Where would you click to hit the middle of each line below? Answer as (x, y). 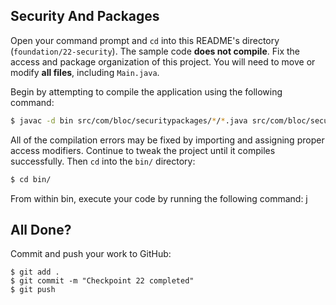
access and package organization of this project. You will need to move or (163, 61)
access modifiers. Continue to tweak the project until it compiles (143, 150)
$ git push (33, 290)
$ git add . (35, 272)
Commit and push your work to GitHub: (91, 254)
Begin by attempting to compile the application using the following (146, 91)
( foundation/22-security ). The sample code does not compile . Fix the (155, 51)
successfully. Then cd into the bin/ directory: (103, 161)
